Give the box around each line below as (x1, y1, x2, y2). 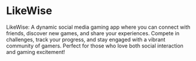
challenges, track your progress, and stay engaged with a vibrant (6, 36, 166, 43)
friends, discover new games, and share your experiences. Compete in (6, 29, 180, 36)
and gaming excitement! (6, 48, 65, 55)
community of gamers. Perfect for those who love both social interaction (6, 42, 184, 49)
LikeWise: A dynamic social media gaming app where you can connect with (6, 23, 191, 30)
